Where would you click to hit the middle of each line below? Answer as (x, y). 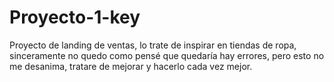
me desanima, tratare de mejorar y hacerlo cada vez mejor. (131, 66)
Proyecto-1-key (75, 17)
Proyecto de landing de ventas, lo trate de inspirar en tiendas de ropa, (153, 45)
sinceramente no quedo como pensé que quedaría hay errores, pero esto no (167, 55)
